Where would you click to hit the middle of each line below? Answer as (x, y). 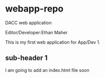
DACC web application (28, 23)
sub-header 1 (26, 58)
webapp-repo (34, 9)
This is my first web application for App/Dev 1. (53, 42)
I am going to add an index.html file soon (47, 70)
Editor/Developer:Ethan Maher (36, 32)
